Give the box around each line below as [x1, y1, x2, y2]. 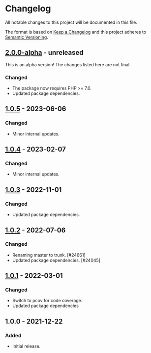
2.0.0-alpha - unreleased [5, 48, 84, 57]
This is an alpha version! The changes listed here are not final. [5, 61, 131, 67]
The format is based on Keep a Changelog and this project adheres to [5, 29, 147, 35]
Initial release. [12, 343, 41, 349]
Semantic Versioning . [5, 34, 48, 40]
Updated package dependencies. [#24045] [12, 257, 101, 263]
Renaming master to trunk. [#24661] [12, 252, 86, 258]
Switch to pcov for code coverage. [12, 298, 83, 304]
